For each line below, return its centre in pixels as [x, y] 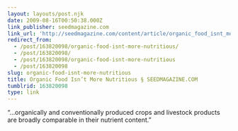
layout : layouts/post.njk [45, 14]
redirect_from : [30, 40]
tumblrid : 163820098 [38, 86]
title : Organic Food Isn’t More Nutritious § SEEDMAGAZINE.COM [103, 79]
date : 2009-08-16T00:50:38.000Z [55, 20]
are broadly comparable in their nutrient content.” [79, 120]
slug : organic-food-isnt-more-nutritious [69, 73]
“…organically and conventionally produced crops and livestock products [114, 113]
